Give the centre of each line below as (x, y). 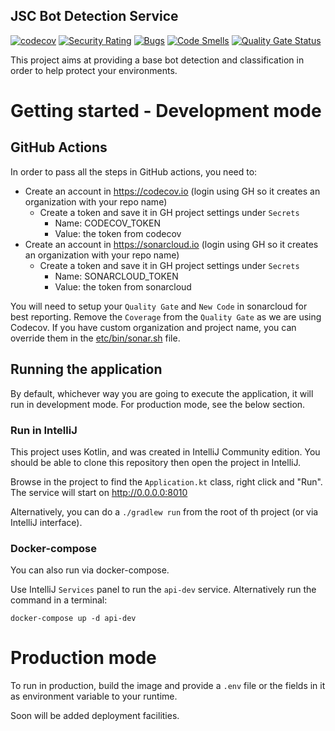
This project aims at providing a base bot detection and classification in (157, 60)
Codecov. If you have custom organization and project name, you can (153, 327)
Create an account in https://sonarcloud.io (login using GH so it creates (171, 244)
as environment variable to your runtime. (94, 696)
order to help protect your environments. (94, 70)
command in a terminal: (59, 600)
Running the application (86, 369)
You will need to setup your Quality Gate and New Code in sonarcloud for (159, 306)
